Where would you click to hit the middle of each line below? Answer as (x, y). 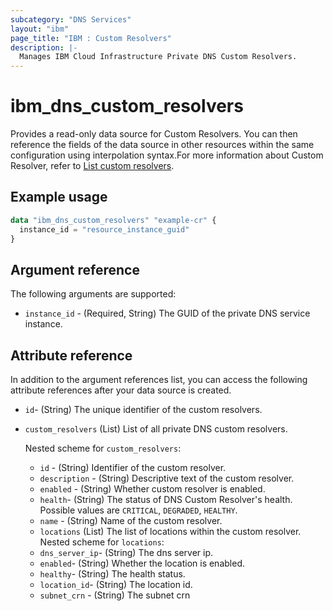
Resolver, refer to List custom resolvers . (92, 166)
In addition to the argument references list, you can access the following (159, 380)
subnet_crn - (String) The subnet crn (115, 595)
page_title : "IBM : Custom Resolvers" (91, 38)
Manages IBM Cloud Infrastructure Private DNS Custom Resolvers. (158, 57)
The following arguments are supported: (93, 294)
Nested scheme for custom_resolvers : (103, 448)
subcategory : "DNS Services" (71, 19)
